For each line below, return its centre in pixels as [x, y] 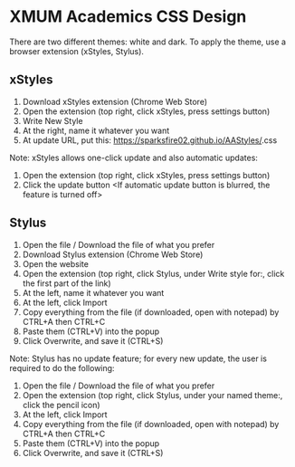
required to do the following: [62, 367]
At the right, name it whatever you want [96, 130]
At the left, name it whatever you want [93, 292]
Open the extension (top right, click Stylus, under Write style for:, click [153, 273]
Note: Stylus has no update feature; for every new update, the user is [138, 358]
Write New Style [52, 120]
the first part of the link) [67, 283]
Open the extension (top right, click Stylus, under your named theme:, [152, 395]
